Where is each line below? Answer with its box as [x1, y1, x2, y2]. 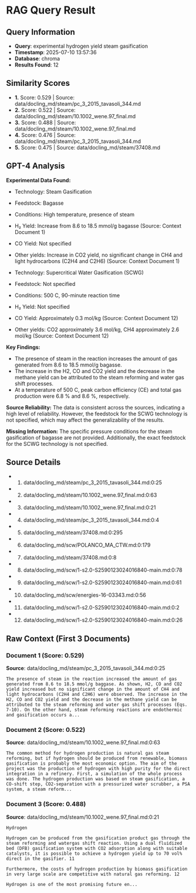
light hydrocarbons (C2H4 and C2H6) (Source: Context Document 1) [14, 257, 180, 265]
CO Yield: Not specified [14, 239, 72, 247]
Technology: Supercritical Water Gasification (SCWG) [14, 269, 144, 276]
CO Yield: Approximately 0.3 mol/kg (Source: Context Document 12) [14, 314, 178, 321]
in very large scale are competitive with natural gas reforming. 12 [6, 871, 180, 877]
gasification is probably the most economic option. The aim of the [6, 761, 177, 767]
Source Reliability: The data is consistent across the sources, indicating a [6, 404, 185, 411]
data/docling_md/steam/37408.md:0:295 [23, 529, 123, 536]
